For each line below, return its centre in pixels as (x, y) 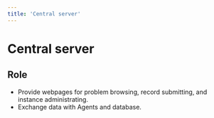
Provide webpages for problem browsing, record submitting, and (112, 92)
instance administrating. (53, 99)
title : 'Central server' (44, 14)
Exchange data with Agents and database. (80, 107)
